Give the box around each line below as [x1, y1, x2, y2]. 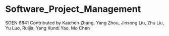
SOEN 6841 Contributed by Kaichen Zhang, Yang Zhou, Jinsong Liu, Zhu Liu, [5, 20, 164, 26]
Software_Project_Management [5, 3, 141, 15]
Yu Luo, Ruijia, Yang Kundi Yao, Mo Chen [5, 25, 90, 31]
